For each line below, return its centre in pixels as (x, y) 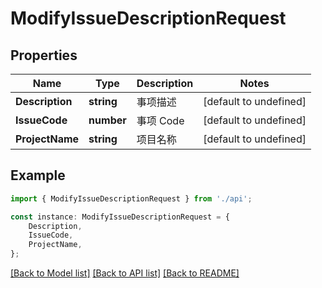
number (107, 120)
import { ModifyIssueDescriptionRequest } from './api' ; (131, 198)
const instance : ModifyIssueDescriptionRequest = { (120, 217)
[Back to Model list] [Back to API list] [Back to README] (125, 273)
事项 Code (160, 120)
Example (38, 175)
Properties (44, 55)
